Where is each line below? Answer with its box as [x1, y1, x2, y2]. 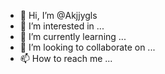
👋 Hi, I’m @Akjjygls [19, 10, 98, 21]
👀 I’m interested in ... [19, 20, 105, 32]
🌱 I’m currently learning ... [19, 31, 127, 42]
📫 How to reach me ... [19, 53, 113, 64]
